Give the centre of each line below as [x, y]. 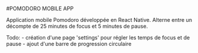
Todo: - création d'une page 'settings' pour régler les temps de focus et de [98, 37]
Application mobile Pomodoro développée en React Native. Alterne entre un [99, 20]
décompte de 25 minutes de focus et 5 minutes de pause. [77, 26]
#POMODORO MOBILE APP [40, 9]
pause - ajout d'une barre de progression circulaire [69, 44]
